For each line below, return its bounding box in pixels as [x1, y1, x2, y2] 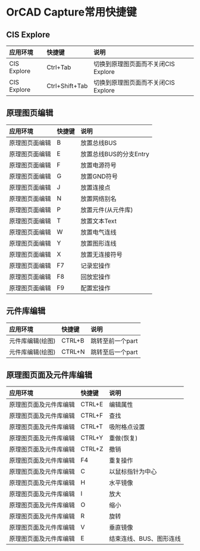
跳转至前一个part [90, 337, 138, 345]
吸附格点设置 [109, 423, 145, 431]
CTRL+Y [80, 434, 103, 442]
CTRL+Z [80, 445, 104, 453]
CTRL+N [61, 347, 85, 356]
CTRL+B [61, 336, 85, 344]
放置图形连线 [80, 239, 117, 247]
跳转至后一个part [90, 348, 138, 356]
